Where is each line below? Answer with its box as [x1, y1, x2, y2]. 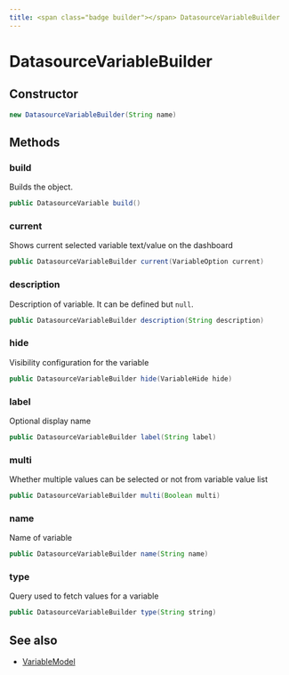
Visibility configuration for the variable [9, 357, 149, 367]
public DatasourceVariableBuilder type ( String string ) [9, 608, 217, 617]
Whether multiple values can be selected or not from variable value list [9, 474, 269, 485]
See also [9, 632, 58, 647]
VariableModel [21, 656, 76, 667]
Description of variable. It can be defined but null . [9, 299, 194, 309]
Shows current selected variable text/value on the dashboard [9, 240, 234, 251]
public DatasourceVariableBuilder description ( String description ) [9, 316, 265, 325]
